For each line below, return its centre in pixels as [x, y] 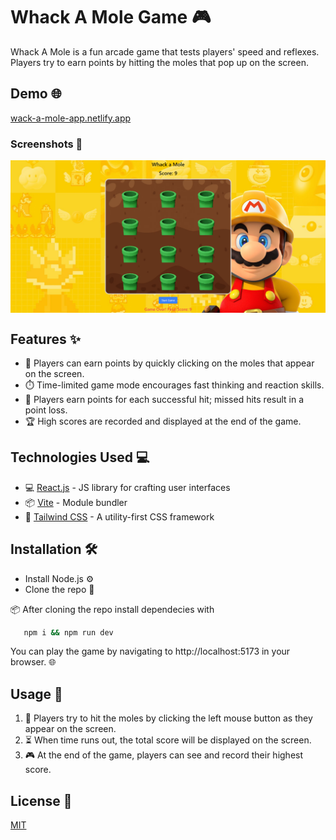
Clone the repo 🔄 [59, 589]
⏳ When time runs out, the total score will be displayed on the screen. [168, 740]
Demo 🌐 [36, 94]
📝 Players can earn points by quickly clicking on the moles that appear [169, 363]
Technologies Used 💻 [80, 457]
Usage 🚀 [36, 694]
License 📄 [41, 800]
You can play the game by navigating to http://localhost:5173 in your [150, 651]
